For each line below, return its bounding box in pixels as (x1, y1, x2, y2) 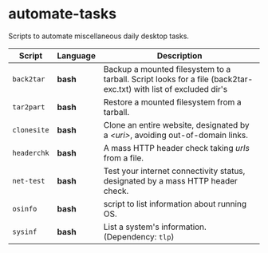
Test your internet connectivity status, (103, 165, 246, 176)
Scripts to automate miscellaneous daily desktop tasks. (8, 31, 190, 41)
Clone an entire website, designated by (103, 119, 250, 130)
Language (57, 49, 96, 61)
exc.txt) (103, 83, 132, 94)
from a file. (103, 152, 144, 164)
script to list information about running (103, 198, 247, 209)
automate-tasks (8, 5, 117, 23)
